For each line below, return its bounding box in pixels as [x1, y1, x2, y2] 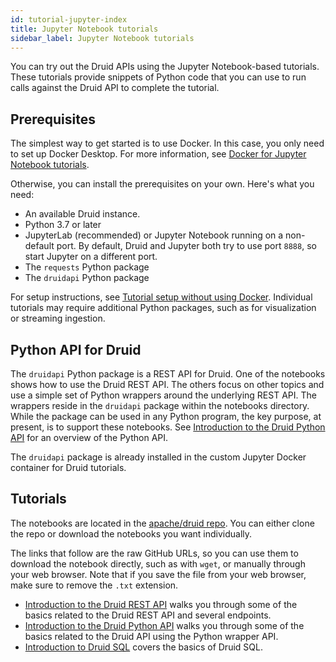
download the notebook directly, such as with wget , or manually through [10, 557, 306, 570]
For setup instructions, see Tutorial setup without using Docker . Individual [10, 291, 313, 303]
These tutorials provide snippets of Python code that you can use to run [10, 71, 307, 83]
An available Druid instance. [24, 208, 141, 220]
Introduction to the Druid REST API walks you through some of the [24, 598, 298, 610]
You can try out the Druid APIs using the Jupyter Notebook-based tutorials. [10, 61, 320, 73]
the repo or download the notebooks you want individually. [10, 527, 253, 540]
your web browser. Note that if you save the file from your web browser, [10, 568, 307, 580]
